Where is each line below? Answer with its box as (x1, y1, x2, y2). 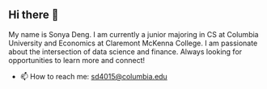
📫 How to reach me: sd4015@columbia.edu (19, 71, 167, 81)
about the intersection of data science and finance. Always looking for (8, 46, 243, 57)
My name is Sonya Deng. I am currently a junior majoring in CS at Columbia (8, 29, 259, 39)
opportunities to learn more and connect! (8, 55, 146, 65)
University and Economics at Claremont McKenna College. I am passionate (8, 38, 258, 48)
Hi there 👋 (8, 8, 59, 22)
